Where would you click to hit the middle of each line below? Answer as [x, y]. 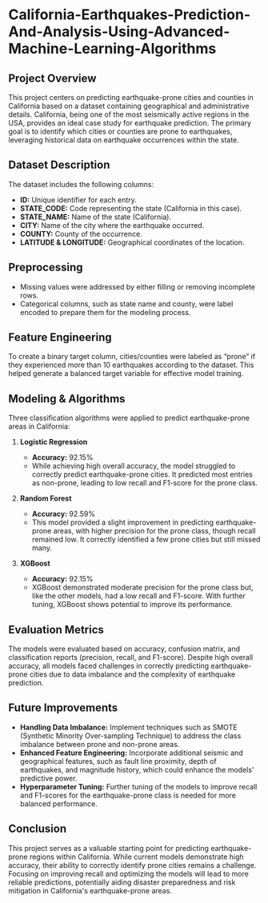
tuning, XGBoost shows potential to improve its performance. [132, 605]
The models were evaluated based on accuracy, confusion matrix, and [124, 649]
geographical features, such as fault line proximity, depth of [118, 761]
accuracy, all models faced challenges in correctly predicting [109, 666]
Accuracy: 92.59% [64, 514]
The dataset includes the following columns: [81, 184]
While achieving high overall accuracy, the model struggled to [134, 466]
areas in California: [39, 426]
